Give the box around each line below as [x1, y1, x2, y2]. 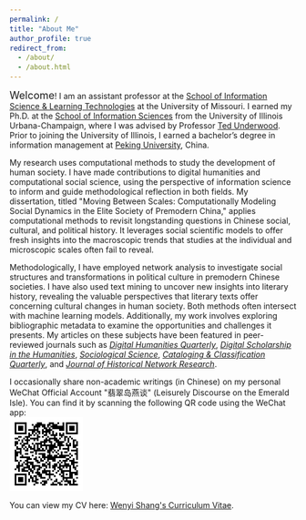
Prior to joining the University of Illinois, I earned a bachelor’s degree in [9, 130, 276, 140]
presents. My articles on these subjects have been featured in [9, 330, 241, 341]
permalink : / [9, 15, 59, 24]
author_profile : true [9, 34, 92, 43]
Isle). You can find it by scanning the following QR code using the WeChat [9, 397, 286, 408]
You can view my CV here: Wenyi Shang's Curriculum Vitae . [9, 500, 234, 510]
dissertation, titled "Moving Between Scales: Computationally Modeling [9, 196, 277, 207]
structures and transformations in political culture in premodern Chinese [9, 271, 280, 282]
